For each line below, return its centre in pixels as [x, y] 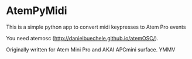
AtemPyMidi [37, 11]
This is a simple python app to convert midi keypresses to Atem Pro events [96, 27]
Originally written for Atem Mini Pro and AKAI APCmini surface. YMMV [91, 49]
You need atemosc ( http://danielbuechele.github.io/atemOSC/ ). [82, 38]
